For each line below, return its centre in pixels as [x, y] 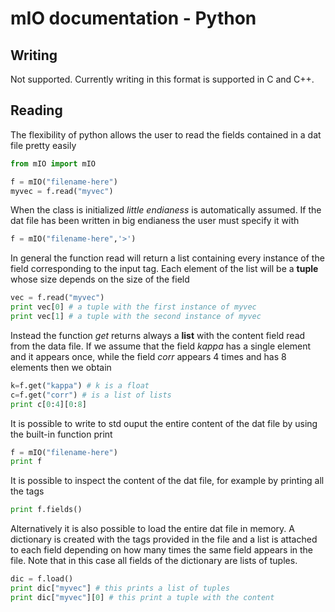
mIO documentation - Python [133, 18]
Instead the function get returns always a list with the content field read [158, 335]
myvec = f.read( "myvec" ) [62, 191]
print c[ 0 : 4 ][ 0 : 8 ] [48, 404]
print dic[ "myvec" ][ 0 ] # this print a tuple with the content [142, 597]
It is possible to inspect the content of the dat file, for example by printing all [167, 481]
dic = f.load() [42, 579]
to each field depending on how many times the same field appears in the [162, 550]
